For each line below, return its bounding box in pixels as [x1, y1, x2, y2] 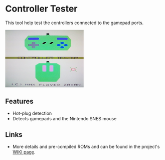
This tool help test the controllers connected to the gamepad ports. [5, 20, 144, 26]
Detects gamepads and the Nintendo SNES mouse [12, 116, 117, 122]
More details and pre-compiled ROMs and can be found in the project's [12, 144, 160, 150]
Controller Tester [5, 3, 78, 15]
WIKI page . [12, 149, 36, 155]
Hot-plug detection [12, 110, 52, 116]
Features [5, 97, 34, 106]
